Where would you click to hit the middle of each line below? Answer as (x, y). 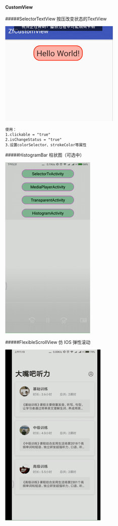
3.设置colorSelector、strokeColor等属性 (46, 145)
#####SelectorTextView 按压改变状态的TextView (56, 19)
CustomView (19, 7)
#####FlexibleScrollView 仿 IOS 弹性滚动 (48, 342)
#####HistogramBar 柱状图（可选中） (45, 155)
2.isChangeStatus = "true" (34, 140)
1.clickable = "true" (28, 135)
